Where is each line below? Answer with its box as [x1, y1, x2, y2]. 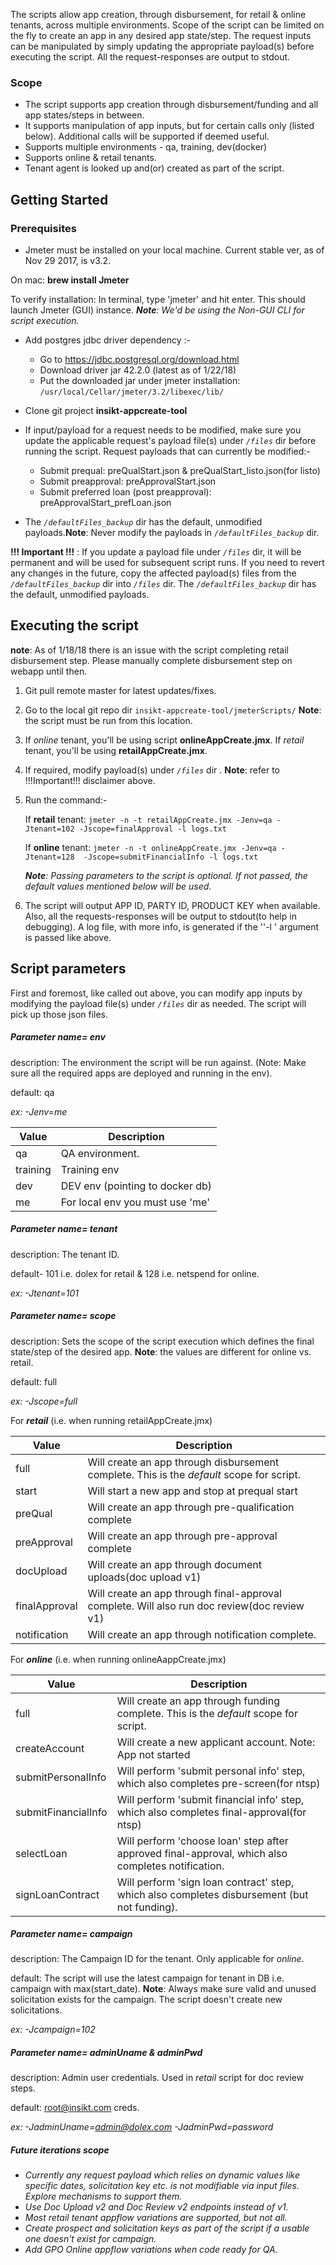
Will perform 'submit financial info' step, [116, 1792, 305, 1806]
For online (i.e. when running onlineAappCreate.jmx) [10, 1653, 227, 1665]
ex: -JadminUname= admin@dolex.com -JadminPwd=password [10, 2121, 274, 2133]
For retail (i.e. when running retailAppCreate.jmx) [10, 1414, 213, 1426]
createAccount [15, 1741, 85, 1755]
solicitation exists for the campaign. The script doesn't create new [10, 1994, 283, 2006]
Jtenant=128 [24, 852, 75, 862]
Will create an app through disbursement [87, 1455, 280, 1469]
